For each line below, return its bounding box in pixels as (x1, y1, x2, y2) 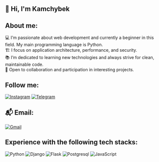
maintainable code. (5, 61, 44, 67)
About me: (5, 21, 38, 30)
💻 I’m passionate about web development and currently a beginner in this (5, 35, 154, 40)
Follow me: (5, 81, 39, 89)
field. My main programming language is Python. (5, 42, 103, 48)
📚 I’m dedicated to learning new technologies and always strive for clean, (5, 55, 155, 61)
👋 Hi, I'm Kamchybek (5, 5, 70, 13)
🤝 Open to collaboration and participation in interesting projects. (5, 67, 135, 73)
